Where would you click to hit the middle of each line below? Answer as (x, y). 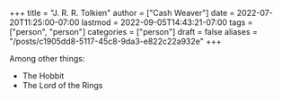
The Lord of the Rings (62, 85)
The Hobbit (43, 76)
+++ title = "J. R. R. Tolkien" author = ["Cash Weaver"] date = (122, 13)
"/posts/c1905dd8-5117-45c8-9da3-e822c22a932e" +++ (115, 41)
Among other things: (47, 58)
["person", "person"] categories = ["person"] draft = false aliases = (133, 32)
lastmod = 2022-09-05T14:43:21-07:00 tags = (167, 22)
